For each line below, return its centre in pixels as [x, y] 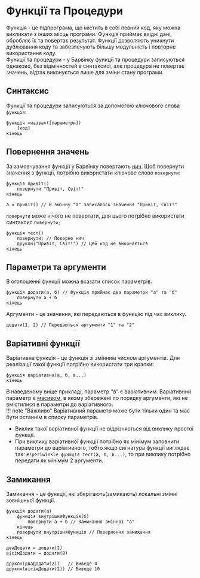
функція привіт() [28, 183]
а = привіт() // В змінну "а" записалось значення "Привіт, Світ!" [92, 204]
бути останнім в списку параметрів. [52, 417]
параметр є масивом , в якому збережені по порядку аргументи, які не [97, 398]
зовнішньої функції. [31, 500]
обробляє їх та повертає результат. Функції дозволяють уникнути [90, 40]
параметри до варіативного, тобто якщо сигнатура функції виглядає [102, 448]
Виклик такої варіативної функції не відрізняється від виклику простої [104, 429]
